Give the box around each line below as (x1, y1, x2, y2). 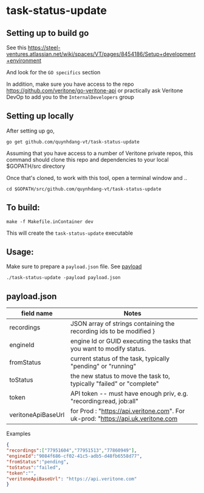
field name (21, 309, 53, 318)
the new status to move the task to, (70, 372, 171, 381)
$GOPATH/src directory (6, 162, 66, 170)
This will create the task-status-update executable (6, 229, 134, 236)
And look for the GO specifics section (6, 69, 101, 76)
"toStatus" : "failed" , (6, 464, 61, 471)
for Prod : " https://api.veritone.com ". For (70, 407, 185, 415)
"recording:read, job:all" (70, 397, 138, 405)
